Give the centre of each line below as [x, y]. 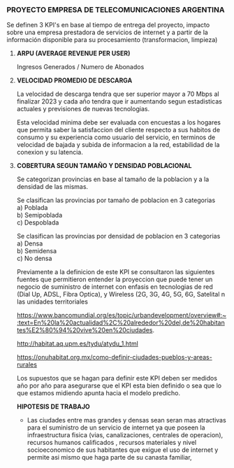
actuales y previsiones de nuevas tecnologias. [83, 109]
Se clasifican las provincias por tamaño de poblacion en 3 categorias [116, 200]
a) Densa [30, 243]
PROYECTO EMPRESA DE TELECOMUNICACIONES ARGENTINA [116, 10]
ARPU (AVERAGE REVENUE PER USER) [73, 53]
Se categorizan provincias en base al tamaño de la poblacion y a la [113, 179]
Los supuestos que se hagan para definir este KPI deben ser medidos [117, 378]
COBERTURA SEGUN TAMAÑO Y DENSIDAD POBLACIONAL [104, 166]
